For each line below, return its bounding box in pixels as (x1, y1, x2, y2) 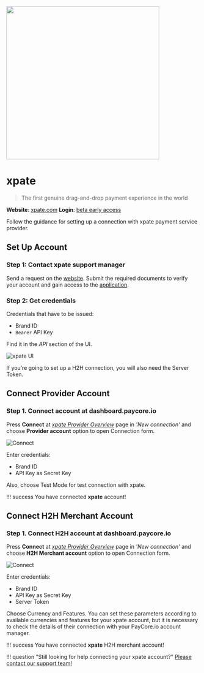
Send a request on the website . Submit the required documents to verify (6, 274, 188, 282)
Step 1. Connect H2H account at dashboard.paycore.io (6, 529, 172, 538)
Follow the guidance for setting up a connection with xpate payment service (6, 217, 198, 225)
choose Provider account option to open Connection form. (6, 427, 155, 434)
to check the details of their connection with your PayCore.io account (6, 623, 181, 630)
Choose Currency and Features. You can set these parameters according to (6, 610, 197, 617)
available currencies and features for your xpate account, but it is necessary (6, 617, 199, 624)
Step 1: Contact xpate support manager (6, 260, 125, 269)
